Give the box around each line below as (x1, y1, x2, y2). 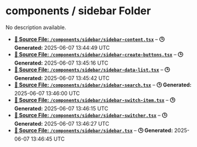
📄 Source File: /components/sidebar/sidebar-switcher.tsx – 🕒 (14, 111, 167, 119)
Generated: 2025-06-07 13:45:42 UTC (14, 74, 110, 81)
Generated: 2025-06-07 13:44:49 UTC (14, 44, 110, 51)
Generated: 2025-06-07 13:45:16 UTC (14, 59, 109, 66)
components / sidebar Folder (5, 4, 151, 18)
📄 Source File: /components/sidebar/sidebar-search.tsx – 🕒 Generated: (14, 81, 192, 88)
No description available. (5, 24, 66, 31)
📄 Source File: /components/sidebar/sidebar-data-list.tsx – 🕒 (14, 66, 170, 73)
